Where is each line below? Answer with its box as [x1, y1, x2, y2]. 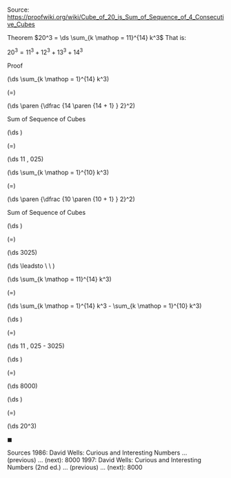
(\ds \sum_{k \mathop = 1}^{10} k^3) [7, 168, 109, 176]
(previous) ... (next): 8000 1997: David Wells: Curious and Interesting [7, 455, 202, 464]
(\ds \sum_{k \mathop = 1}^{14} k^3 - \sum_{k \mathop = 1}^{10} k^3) [7, 302, 202, 310]
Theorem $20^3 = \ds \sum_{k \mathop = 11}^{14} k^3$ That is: [7, 34, 186, 42]
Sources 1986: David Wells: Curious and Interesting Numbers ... [7, 448, 188, 457]
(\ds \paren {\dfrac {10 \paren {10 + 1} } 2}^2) [7, 195, 136, 203]
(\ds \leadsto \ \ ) [7, 261, 55, 270]
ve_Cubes [7, 20, 36, 29]
